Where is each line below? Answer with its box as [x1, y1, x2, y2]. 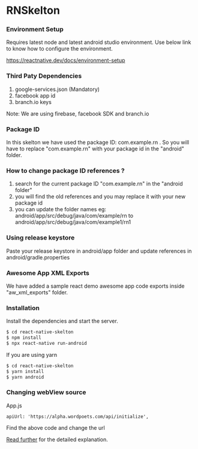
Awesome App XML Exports [6, 268, 90, 277]
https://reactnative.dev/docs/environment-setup [6, 57, 125, 64]
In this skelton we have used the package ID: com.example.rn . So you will [6, 139, 190, 146]
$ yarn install [6, 368, 44, 374]
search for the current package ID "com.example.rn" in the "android [14, 180, 183, 187]
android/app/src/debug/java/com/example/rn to [14, 212, 134, 220]
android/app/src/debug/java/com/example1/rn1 [14, 218, 131, 226]
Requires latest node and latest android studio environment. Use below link [6, 39, 191, 46]
